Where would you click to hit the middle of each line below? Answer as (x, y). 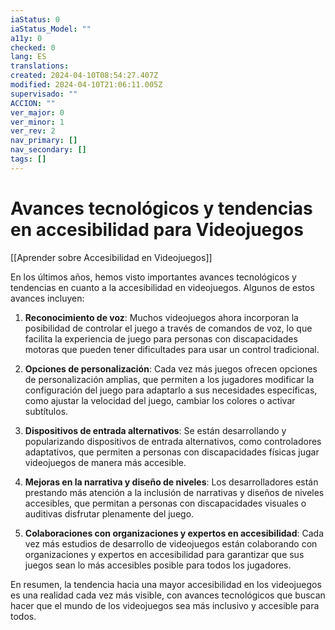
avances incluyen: (47, 298)
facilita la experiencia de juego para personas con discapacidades (161, 338)
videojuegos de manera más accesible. (105, 462)
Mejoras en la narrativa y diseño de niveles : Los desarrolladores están (171, 482)
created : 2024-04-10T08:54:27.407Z (84, 76)
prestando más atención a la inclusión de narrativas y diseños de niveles (174, 492)
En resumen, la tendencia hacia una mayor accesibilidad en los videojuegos (166, 584)
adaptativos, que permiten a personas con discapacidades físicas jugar (172, 452)
